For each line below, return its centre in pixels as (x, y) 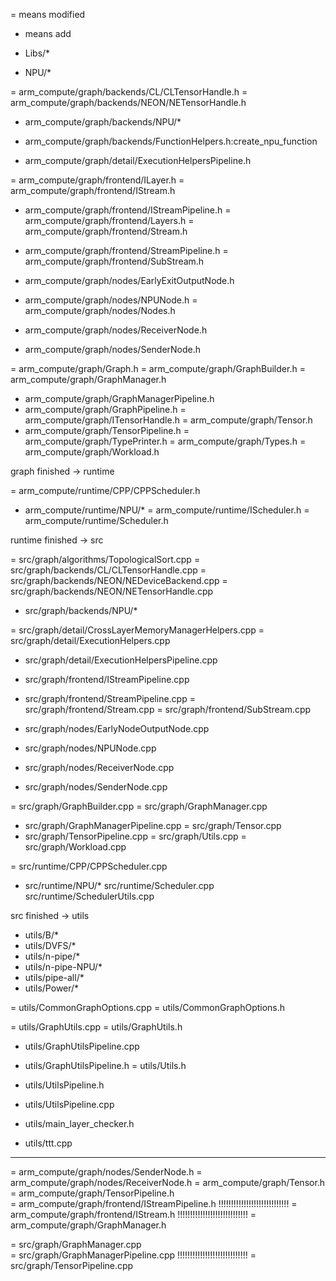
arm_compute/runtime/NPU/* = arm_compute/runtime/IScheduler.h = (167, 510)
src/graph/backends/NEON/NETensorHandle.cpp (112, 591)
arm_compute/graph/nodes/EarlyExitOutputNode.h (129, 280)
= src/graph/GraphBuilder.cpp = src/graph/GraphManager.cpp (139, 806)
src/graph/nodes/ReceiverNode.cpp (99, 767)
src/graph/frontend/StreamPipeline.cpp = (110, 698)
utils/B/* (42, 935)
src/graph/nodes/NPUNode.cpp (90, 748)
